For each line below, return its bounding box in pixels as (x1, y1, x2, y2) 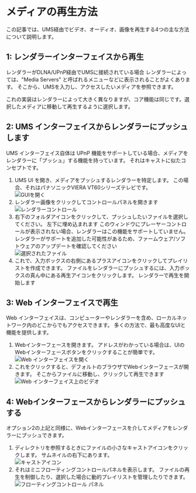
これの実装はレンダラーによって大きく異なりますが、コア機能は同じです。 (6, 95, 185, 102)
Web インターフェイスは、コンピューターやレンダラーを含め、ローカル (6, 314, 177, 321)
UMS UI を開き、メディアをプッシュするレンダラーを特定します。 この (14, 176, 184, 183)
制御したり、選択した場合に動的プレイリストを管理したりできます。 (25, 474, 188, 481)
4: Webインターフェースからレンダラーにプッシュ (6, 396, 186, 407)
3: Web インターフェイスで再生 (6, 297, 119, 307)
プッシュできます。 (21, 432, 67, 439)
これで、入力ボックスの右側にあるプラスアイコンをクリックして (14, 257, 168, 264)
